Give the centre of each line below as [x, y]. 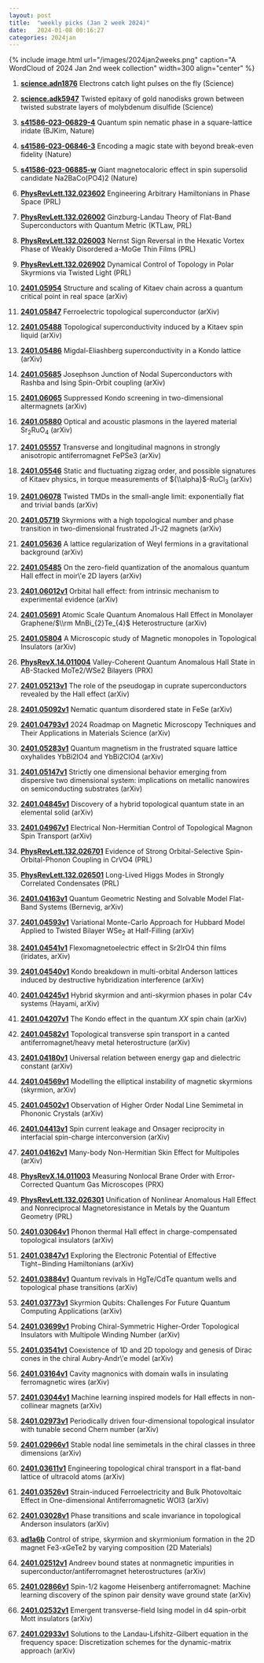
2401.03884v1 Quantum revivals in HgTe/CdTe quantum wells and [128, 1279]
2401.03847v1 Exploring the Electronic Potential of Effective [118, 1255]
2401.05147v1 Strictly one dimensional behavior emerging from [123, 772]
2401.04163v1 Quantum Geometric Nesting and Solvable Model [124, 898]
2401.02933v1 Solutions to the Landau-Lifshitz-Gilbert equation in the [134, 1634]
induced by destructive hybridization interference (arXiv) [112, 979]
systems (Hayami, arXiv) [60, 1003]
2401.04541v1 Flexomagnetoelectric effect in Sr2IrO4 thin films [123, 948]
